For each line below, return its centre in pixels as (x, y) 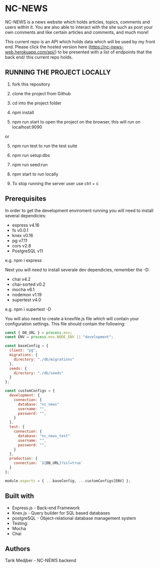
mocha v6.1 (23, 289)
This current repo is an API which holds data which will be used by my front (80, 41)
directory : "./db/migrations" (44, 359)
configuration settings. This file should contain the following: (65, 324)
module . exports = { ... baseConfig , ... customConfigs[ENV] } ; (68, 481)
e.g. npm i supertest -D (28, 309)
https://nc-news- (107, 47)
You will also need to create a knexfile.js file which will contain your (72, 318)
